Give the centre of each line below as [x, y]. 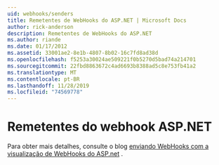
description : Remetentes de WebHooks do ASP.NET [80, 33]
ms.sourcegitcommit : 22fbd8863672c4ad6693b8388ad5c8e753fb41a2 [102, 66]
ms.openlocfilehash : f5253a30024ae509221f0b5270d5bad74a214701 [102, 60]
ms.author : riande [34, 40]
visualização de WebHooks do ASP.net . [65, 154]
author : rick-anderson [40, 27]
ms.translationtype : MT [42, 72]
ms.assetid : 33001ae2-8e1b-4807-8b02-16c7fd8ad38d [83, 53]
